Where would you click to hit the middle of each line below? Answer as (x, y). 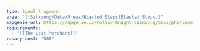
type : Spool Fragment (33, 11)
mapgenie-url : (24, 22)
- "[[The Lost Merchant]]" (45, 33)
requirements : (24, 28)
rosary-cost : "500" (30, 39)
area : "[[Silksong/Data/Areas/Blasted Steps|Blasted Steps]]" (85, 17)
